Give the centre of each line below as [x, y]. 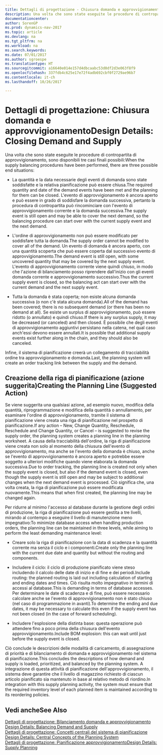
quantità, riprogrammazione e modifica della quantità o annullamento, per [78, 410]
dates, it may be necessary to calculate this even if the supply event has [84, 609]
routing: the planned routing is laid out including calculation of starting [82, 578]
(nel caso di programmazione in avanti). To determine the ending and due [85, 604]
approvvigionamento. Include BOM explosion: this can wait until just [79, 634]
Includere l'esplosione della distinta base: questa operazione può [77, 623]
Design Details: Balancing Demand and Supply [51, 727]
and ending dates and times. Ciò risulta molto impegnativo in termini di [82, 583]
